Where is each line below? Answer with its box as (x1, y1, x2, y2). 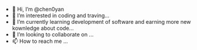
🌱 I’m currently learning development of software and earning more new (11, 18, 192, 25)
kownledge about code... (11, 24, 74, 32)
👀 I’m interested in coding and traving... (11, 12, 110, 19)
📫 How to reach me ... (11, 37, 68, 45)
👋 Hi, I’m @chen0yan (11, 6, 64, 12)
